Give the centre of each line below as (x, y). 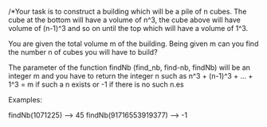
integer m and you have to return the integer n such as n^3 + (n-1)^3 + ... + (131, 76)
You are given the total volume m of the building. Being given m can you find (133, 44)
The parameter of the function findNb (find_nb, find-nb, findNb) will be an (130, 67)
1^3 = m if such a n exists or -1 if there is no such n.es (96, 84)
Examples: (25, 100)
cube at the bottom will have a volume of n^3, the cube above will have (124, 20)
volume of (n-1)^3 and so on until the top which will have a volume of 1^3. (128, 28)
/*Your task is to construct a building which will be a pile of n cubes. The (128, 12)
